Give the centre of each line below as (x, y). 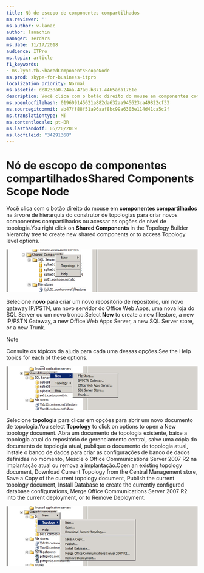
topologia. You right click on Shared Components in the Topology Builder (97, 228)
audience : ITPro (27, 52)
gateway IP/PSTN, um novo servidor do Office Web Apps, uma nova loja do (100, 308)
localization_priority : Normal (46, 83)
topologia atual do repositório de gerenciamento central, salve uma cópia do (102, 439)
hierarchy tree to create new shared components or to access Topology (96, 234)
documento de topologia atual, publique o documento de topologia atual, (97, 446)
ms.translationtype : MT (36, 116)
